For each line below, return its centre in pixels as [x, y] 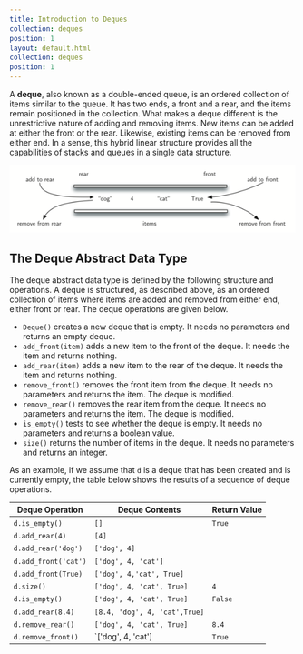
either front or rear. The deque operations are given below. [119, 309]
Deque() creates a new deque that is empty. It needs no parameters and [156, 327]
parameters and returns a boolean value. [98, 433]
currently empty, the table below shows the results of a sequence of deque [150, 480]
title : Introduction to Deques [68, 19]
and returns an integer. [65, 453]
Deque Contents [149, 509]
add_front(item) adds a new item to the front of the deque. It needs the [156, 347]
